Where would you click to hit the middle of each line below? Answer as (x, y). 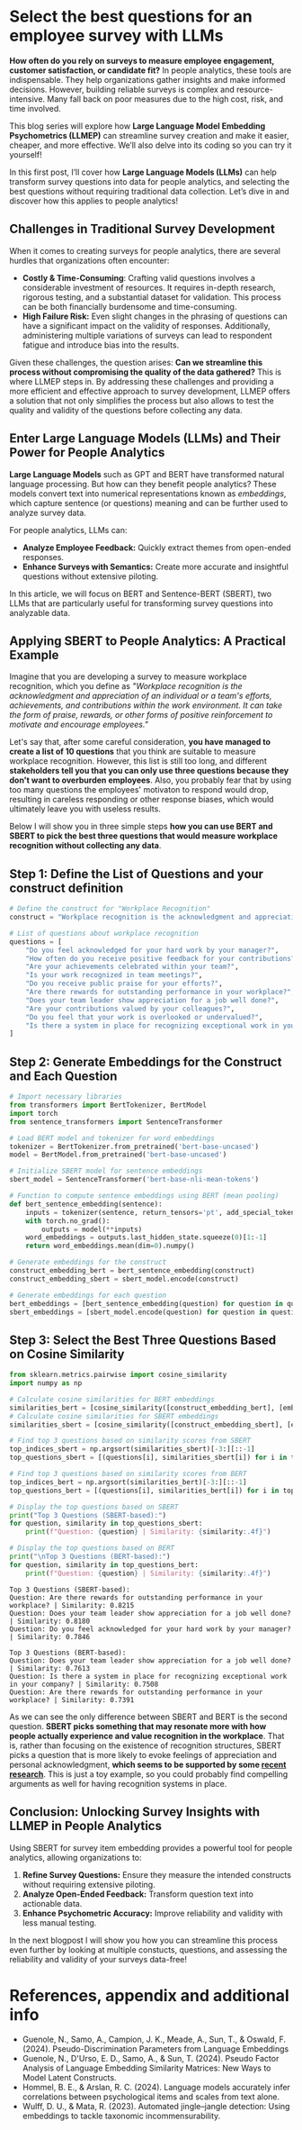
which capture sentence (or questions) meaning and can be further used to (149, 503)
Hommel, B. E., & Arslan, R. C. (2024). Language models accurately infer (156, 2088)
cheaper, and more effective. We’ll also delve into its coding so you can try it (151, 145)
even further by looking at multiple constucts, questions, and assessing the (148, 1949)
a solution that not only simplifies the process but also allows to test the (142, 400)
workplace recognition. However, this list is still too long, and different (138, 761)
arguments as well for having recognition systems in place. (118, 1783)
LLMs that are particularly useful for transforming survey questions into (142, 603)
